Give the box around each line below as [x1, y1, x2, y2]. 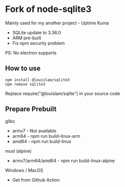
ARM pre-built [12, 35, 41, 41]
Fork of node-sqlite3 [5, 3, 92, 15]
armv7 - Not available [12, 128, 57, 134]
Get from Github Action [12, 177, 60, 183]
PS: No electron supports [5, 50, 57, 56]
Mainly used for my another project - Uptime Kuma [5, 20, 109, 26]
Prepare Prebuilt [5, 105, 57, 113]
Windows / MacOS [5, 167, 44, 173]
